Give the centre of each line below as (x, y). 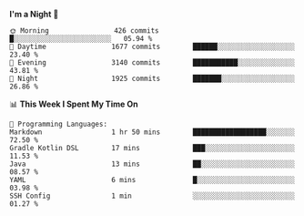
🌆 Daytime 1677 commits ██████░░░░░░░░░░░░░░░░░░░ (152, 46)
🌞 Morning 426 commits (84, 31)
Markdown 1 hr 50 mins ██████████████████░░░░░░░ (152, 132)
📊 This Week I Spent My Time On (74, 104)
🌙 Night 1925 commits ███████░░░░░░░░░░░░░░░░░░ (152, 78)
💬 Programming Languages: (58, 124)
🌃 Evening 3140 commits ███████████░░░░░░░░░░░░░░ (152, 63)
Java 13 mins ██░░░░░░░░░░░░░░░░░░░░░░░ (152, 164)
